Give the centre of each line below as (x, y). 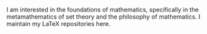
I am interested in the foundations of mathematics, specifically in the (102, 10)
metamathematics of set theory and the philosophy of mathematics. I (104, 17)
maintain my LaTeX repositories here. (58, 24)
